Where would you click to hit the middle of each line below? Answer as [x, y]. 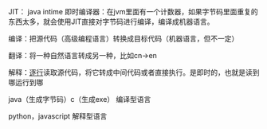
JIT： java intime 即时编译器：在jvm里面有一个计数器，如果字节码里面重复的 [133, 12]
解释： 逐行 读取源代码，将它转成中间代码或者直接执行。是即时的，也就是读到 [134, 72]
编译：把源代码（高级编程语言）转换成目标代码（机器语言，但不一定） [124, 39]
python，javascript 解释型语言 [58, 116]
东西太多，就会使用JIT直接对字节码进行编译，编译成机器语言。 [111, 21]
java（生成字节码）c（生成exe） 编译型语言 [80, 99]
